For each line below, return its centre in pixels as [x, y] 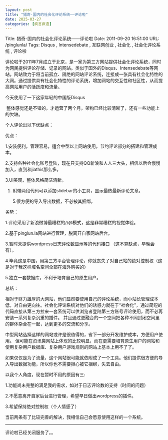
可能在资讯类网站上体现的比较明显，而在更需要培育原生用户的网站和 [89, 341]
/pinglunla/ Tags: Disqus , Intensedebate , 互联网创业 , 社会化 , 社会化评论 [81, 45]
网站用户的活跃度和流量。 [36, 87]
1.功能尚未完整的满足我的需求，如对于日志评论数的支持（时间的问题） [77, 385]
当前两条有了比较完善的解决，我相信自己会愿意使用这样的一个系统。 [75, 417]
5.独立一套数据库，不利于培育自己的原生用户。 [53, 278]
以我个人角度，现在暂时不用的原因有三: [45, 375]
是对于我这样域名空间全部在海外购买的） [47, 267]
